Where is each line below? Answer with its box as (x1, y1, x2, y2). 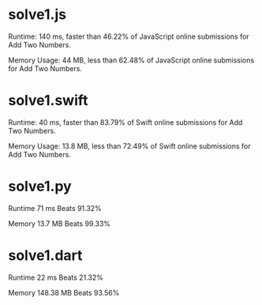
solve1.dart (8, 247, 83, 264)
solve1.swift (8, 92, 88, 110)
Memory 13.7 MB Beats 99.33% (8, 219, 111, 228)
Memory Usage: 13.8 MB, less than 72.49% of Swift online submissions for (8, 141, 251, 151)
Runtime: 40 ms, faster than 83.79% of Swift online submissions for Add (8, 117, 243, 127)
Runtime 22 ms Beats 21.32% (8, 273, 104, 282)
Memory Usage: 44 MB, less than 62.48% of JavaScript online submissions (8, 55, 255, 65)
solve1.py (8, 178, 73, 195)
